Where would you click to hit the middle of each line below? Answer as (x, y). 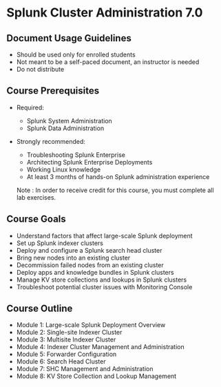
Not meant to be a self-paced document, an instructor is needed (108, 62)
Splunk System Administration (70, 121)
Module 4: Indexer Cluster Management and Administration (100, 347)
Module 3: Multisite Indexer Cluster (66, 339)
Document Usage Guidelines (69, 38)
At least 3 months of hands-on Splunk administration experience (118, 176)
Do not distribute (40, 69)
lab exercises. (36, 197)
